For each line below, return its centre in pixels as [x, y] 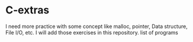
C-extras [27, 10]
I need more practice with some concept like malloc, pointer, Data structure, [96, 26]
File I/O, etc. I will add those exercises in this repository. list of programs [92, 32]
